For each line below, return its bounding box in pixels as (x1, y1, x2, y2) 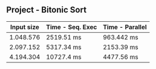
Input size (10, 22, 39, 31)
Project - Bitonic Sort (6, 5, 86, 15)
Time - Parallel (102, 22, 147, 31)
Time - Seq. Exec (46, 22, 97, 31)
